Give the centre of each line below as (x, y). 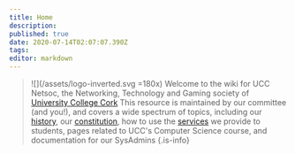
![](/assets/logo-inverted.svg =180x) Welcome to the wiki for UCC (150, 84)
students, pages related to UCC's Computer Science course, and (149, 131)
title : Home (31, 17)
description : (33, 26)
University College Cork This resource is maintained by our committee (159, 102)
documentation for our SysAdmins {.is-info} (110, 140)
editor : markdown (41, 58)
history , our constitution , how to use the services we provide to (145, 121)
